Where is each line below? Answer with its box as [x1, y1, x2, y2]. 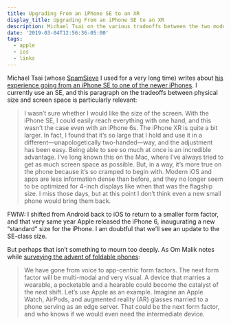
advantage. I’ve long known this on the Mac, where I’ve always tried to [23, 153, 224, 161]
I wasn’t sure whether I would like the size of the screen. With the [23, 109, 210, 117]
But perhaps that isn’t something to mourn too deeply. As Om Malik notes [7, 245, 215, 253]
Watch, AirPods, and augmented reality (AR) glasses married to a [23, 295, 208, 303]
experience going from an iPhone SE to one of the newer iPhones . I [7, 80, 197, 89]
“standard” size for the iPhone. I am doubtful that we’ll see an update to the [7, 224, 220, 233]
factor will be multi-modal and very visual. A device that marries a [23, 273, 211, 281]
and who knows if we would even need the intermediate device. [23, 310, 205, 318]
